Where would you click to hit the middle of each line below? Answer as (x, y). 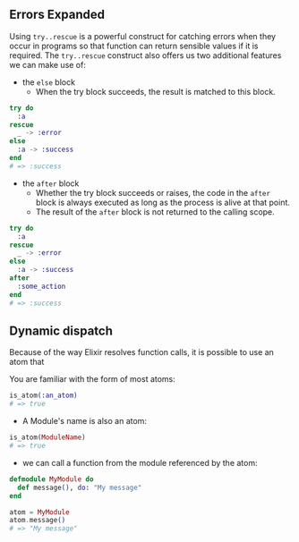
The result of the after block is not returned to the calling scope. (155, 212)
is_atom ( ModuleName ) (48, 437)
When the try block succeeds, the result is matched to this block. (155, 91)
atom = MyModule (39, 512)
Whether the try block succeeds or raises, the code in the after (153, 192)
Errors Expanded (57, 15)
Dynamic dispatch (61, 330)
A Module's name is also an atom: (85, 421)
